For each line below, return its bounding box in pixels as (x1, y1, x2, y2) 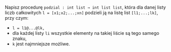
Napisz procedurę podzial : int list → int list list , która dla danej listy (5, 5, 166, 10)
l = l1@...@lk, (12, 26, 45, 31)
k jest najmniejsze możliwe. (12, 41, 70, 47)
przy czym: (5, 15, 29, 21)
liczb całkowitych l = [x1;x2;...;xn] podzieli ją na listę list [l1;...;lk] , (5, 10, 159, 16)
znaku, (12, 35, 27, 41)
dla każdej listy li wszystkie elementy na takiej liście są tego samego (12, 30, 160, 36)
